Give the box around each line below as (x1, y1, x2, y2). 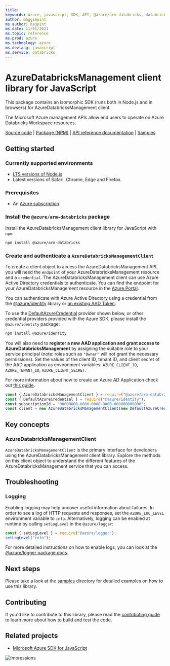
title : (5, 7, 19, 13)
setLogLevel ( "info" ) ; (5, 535, 51, 540)
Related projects (5, 632, 58, 640)
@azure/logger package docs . (5, 550, 69, 556)
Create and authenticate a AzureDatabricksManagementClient (5, 252, 154, 259)
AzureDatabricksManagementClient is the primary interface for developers (5, 447, 157, 453)
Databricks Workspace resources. (5, 120, 76, 126)
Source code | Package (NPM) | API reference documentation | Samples (5, 130, 156, 136)
